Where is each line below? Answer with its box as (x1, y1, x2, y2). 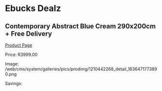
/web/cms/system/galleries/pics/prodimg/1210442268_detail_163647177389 (5, 66, 158, 72)
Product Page (5, 42, 32, 48)
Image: (5, 61, 19, 66)
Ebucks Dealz (5, 3, 62, 14)
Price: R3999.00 (5, 52, 38, 57)
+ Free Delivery (5, 29, 52, 38)
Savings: (5, 80, 23, 86)
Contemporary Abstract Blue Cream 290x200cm (5, 22, 156, 30)
